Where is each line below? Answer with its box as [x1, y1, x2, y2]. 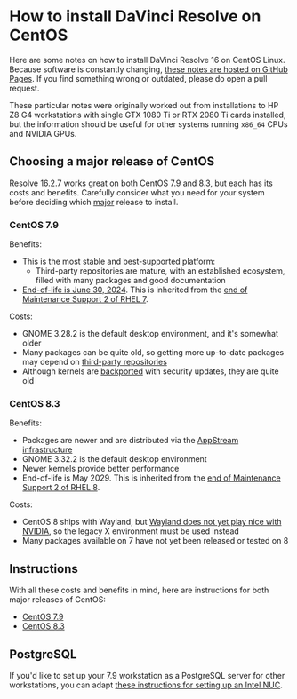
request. [9, 83, 40, 93]
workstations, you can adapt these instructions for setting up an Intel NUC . [9, 679, 283, 690]
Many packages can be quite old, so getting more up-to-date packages [21, 347, 285, 358]
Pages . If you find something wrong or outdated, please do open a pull [9, 73, 268, 83]
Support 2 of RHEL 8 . [21, 482, 100, 493]
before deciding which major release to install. [9, 196, 179, 207]
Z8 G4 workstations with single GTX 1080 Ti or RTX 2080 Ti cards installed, [9, 109, 286, 120]
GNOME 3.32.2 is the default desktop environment [21, 454, 207, 465]
